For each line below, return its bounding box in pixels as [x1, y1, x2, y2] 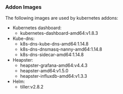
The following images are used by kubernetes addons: [5, 15, 118, 21]
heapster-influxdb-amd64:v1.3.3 [20, 73, 87, 79]
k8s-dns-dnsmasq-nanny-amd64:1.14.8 [20, 46, 102, 53]
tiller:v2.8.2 [20, 84, 44, 90]
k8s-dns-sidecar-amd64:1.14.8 [20, 52, 84, 58]
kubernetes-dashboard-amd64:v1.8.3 [20, 30, 98, 36]
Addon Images [5, 4, 42, 11]
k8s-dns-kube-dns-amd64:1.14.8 [20, 41, 89, 47]
